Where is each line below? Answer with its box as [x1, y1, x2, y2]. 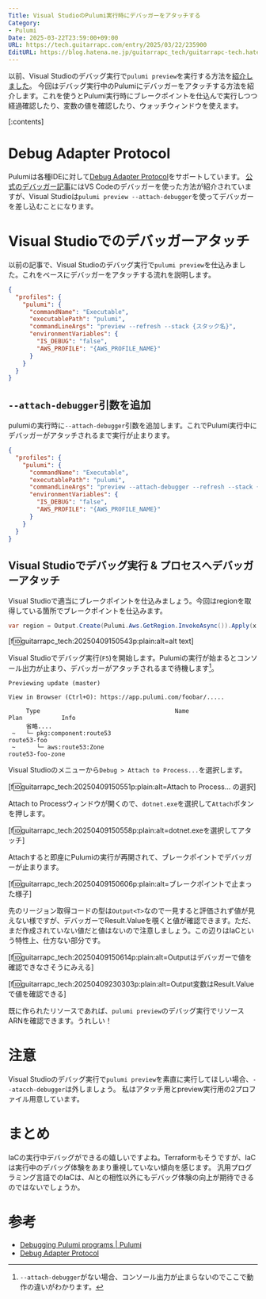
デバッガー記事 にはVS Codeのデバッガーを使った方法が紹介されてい [21, 182, 245, 191]
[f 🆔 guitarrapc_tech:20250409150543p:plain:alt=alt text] [8, 636, 194, 646]
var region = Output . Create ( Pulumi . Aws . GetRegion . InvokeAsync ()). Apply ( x [8, 622, 257, 630]
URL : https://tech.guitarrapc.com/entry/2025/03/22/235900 [8, 41, 207, 49]
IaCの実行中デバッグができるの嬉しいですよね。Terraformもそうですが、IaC [8, 1152, 256, 1162]
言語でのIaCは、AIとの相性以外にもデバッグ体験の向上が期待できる [35, 1172, 255, 1182]
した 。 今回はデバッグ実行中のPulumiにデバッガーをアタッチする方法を [14, 81, 248, 90]
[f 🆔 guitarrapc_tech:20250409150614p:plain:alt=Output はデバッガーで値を [8, 952, 253, 962]
